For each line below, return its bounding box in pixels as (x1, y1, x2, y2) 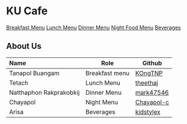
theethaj (135, 79, 159, 87)
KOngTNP (135, 69, 163, 77)
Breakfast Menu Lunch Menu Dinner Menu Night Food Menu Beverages (6, 24, 181, 31)
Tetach (9, 79, 28, 87)
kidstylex (135, 107, 161, 116)
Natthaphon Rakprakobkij (9, 88, 80, 97)
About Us (6, 41, 42, 51)
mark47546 (135, 88, 169, 97)
